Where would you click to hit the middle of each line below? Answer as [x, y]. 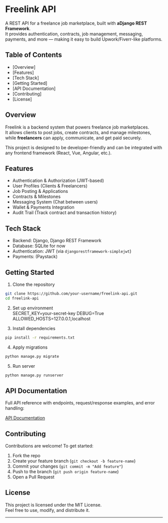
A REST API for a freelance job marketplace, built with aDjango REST [76, 23]
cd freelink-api [22, 298]
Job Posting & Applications [40, 191]
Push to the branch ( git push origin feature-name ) [65, 472]
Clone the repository [33, 284]
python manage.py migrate [32, 356]
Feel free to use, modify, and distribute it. [47, 510]
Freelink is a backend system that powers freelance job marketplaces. [77, 127]
